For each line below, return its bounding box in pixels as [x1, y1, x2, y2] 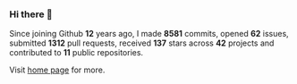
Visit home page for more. [9, 64, 106, 75]
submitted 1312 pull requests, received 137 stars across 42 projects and [9, 38, 275, 48]
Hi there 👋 [9, 8, 54, 21]
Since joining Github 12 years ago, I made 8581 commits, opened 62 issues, [9, 29, 289, 39]
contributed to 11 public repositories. [9, 47, 144, 58]
